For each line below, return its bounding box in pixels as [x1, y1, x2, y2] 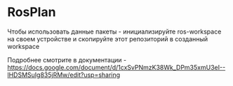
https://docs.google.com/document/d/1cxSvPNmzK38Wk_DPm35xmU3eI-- [7, 63, 226, 71]
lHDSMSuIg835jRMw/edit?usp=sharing [7, 71, 121, 79]
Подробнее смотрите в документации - [7, 55, 127, 64]
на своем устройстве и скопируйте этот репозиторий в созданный [7, 34, 208, 43]
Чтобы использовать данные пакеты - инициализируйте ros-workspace [7, 27, 222, 36]
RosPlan [7, 4, 56, 20]
